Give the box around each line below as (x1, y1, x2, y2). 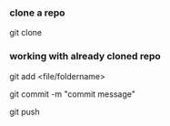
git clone (9, 27, 43, 38)
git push (9, 106, 41, 117)
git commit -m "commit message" (9, 89, 136, 100)
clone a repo (9, 6, 65, 19)
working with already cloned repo (9, 50, 161, 63)
